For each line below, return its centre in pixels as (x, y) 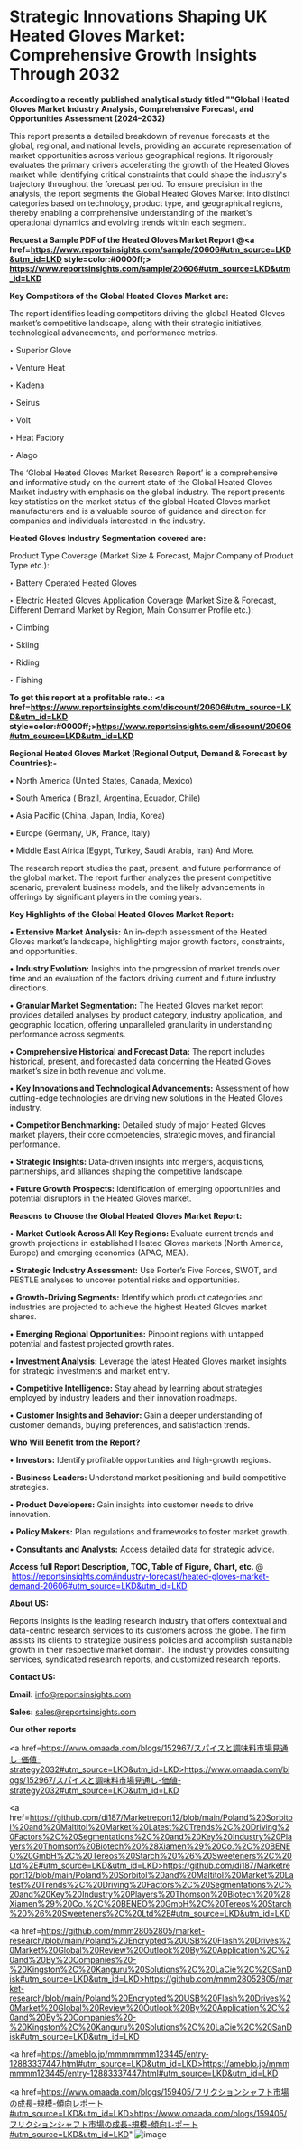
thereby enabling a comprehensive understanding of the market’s (131, 212)
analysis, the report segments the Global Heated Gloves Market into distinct (150, 193)
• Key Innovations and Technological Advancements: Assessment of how (149, 1088)
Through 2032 (64, 75)
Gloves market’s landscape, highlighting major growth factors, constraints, (147, 941)
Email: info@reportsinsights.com (70, 1694)
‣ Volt (20, 420)
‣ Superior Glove (41, 350)
